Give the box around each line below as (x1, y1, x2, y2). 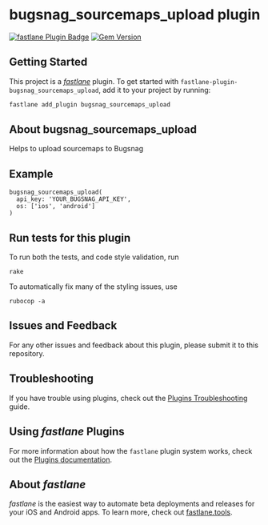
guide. (9, 402, 30, 411)
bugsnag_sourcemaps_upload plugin (9, 6, 261, 24)
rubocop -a (9, 298, 46, 306)
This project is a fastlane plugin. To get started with (9, 76, 179, 86)
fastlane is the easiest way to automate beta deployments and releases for (9, 499, 255, 509)
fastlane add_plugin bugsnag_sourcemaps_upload (9, 100, 171, 109)
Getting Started (9, 55, 88, 69)
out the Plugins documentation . (9, 455, 113, 464)
